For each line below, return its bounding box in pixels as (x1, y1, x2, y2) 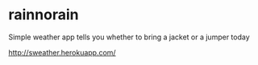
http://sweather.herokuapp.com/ (8, 47, 116, 57)
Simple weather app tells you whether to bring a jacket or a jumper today (8, 32, 250, 42)
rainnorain (8, 6, 79, 24)
